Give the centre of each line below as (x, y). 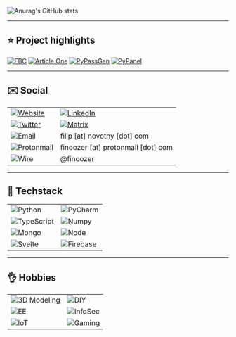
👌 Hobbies (32, 278)
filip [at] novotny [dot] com (105, 136)
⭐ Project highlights (51, 40)
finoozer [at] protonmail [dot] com (117, 147)
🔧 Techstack (35, 191)
